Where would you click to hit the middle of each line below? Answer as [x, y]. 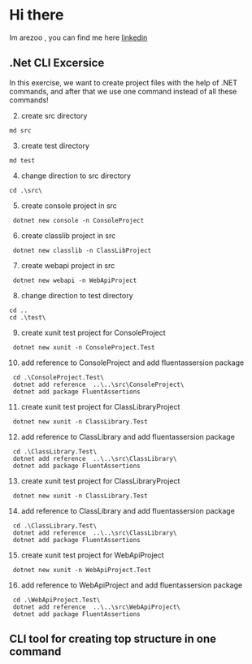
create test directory [55, 145]
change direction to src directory [76, 176]
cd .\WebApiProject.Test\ [56, 600]
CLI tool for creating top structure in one [113, 639]
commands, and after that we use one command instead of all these [123, 91]
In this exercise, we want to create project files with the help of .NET [124, 82]
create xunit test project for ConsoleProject [93, 332]
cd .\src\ [26, 190]
